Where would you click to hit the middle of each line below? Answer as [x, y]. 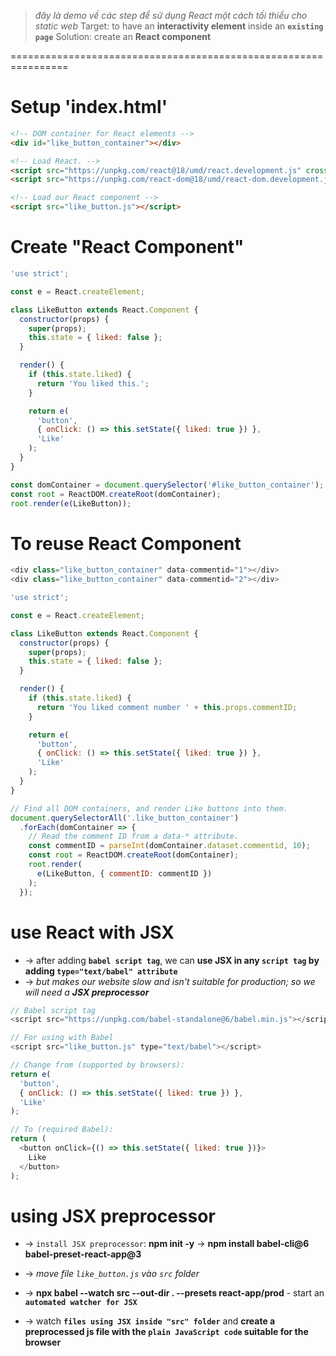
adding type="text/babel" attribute [101, 971]
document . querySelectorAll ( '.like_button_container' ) [125, 818]
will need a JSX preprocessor [87, 992]
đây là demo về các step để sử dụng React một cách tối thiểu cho [171, 15]
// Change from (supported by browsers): [98, 1065]
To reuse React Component [126, 543]
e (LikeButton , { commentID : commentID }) [124, 873]
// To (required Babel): [62, 1130]
